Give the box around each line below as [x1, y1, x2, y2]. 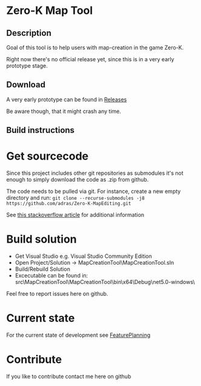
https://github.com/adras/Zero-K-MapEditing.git [6, 201, 131, 207]
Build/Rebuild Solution [15, 265, 71, 273]
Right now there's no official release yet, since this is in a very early [6, 56, 174, 63]
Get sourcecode [6, 149, 89, 163]
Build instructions [6, 125, 74, 135]
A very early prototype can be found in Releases [6, 95, 127, 103]
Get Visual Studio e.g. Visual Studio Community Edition [15, 252, 153, 260]
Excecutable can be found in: [15, 272, 88, 279]
